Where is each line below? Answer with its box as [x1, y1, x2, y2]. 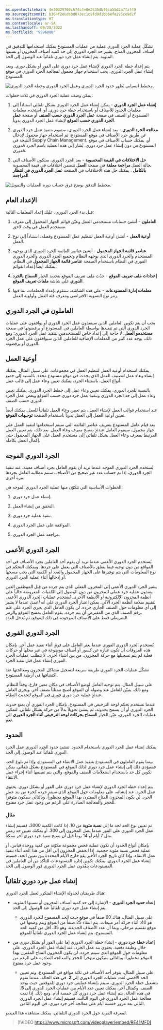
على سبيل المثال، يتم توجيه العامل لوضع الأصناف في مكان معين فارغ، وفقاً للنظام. [5, 681, 153, 687]
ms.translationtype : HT [5, 16, 54, 21]
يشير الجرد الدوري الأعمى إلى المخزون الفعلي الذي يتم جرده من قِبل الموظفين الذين [5, 584, 157, 589]
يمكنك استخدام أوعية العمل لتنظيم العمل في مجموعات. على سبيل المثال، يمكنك [5, 367, 150, 373]
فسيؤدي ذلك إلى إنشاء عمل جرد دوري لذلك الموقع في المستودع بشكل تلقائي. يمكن [5, 764, 156, 769]
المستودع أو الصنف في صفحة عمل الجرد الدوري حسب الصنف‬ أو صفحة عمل [12, 112, 149, 118]
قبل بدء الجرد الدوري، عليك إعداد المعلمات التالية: [5, 209, 94, 215]
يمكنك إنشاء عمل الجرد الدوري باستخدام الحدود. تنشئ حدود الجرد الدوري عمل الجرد [5, 744, 157, 749]
